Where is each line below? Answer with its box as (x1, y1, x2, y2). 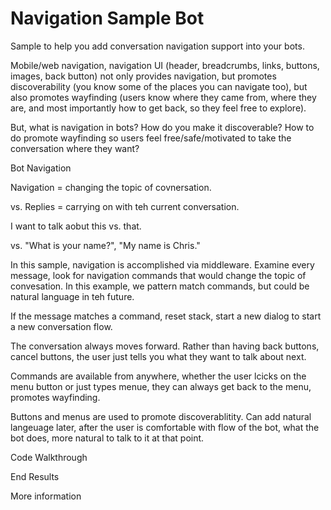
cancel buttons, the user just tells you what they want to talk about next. (10, 350, 307, 362)
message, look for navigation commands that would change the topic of (10, 269, 307, 281)
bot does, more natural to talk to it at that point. (10, 432, 205, 444)
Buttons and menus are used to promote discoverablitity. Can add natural (10, 410, 312, 422)
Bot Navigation (10, 162, 72, 174)
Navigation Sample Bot (10, 7, 205, 30)
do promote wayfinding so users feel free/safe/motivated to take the (10, 132, 292, 144)
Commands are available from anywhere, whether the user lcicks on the (10, 370, 307, 382)
